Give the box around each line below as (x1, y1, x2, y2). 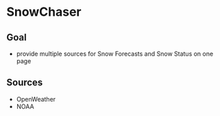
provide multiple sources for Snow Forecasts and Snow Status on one (16, 49, 214, 58)
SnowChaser (6, 4, 82, 20)
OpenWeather (16, 95, 56, 103)
